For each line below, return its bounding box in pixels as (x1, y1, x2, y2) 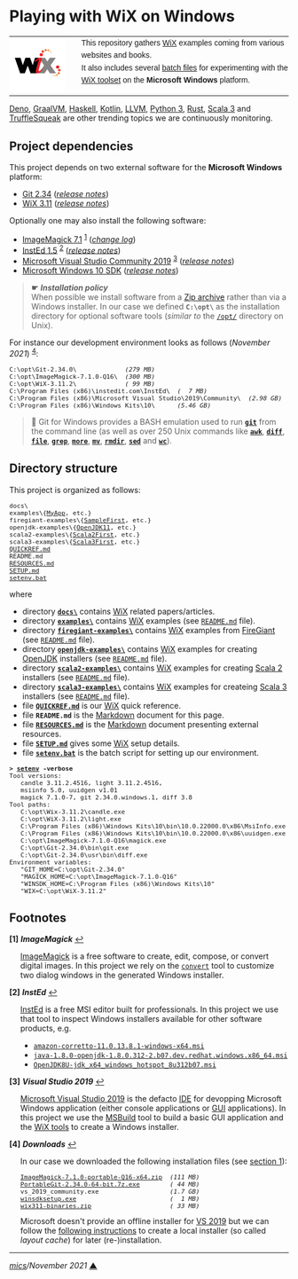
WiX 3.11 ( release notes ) (21, 198, 110, 209)
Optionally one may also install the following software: (9, 216, 207, 226)
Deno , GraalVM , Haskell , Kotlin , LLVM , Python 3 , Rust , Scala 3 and (9, 104, 251, 114)
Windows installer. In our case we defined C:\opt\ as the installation (30, 302, 280, 312)
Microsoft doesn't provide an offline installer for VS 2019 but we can (20, 1215, 270, 1226)
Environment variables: (9, 858, 92, 867)
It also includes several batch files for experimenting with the (81, 62, 288, 73)
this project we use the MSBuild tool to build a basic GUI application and (20, 1112, 284, 1123)
